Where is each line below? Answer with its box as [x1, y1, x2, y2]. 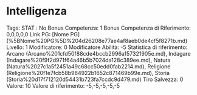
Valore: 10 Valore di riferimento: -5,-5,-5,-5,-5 [6, 82, 120, 89]
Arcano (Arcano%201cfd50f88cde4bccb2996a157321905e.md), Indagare [6, 50, 191, 57]
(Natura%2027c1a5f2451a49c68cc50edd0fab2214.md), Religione [6, 62, 171, 70]
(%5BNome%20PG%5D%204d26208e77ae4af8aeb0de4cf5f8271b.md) [6, 37, 187, 44]
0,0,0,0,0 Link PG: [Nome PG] [6, 30, 80, 38]
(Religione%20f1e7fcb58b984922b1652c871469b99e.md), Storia [6, 69, 170, 76]
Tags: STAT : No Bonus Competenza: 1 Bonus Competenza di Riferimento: [6, 24, 192, 31]
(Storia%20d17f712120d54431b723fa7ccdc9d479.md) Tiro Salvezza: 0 [6, 76, 184, 83]
